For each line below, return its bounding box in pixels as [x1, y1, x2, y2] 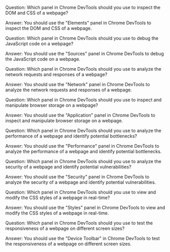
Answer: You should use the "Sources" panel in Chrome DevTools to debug [5, 51, 164, 56]
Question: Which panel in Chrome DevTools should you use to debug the [5, 35, 159, 41]
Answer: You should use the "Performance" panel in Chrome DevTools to [5, 143, 160, 149]
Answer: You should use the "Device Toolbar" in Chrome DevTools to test [5, 236, 160, 241]
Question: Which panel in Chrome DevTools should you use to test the [5, 220, 153, 226]
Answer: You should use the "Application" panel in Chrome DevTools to [5, 112, 155, 118]
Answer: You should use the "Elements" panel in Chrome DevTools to [5, 20, 152, 26]
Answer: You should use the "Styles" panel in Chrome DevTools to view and [5, 205, 165, 210]
